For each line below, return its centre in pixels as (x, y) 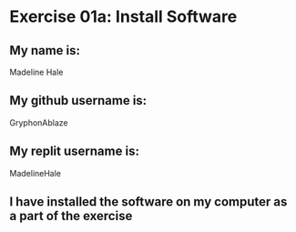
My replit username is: (74, 151)
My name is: (45, 50)
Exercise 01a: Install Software (123, 17)
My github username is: (78, 101)
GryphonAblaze (39, 122)
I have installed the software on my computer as (148, 202)
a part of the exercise (71, 216)
